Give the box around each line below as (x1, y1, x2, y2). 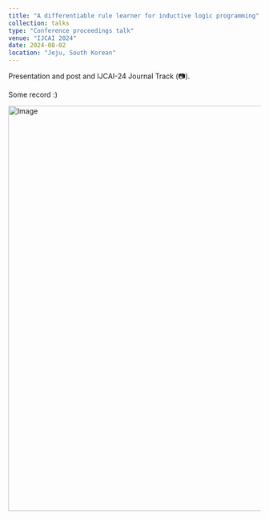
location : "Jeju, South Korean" (8, 49, 116, 57)
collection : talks (8, 19, 70, 27)
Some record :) (8, 90, 58, 99)
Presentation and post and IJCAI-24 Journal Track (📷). (8, 71, 191, 81)
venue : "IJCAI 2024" (8, 34, 78, 42)
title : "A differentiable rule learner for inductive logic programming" (8, 11, 260, 20)
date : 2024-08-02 (8, 42, 66, 50)
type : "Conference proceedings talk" (8, 26, 134, 34)
